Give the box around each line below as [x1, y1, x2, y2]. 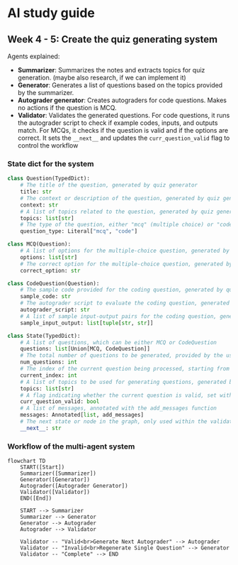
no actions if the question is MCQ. [17, 104, 117, 111]
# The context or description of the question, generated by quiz [20, 194, 220, 202]
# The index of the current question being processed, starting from [20, 366, 230, 373]
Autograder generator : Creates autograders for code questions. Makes [17, 96, 227, 104]
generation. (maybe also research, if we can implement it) [17, 73, 186, 82]
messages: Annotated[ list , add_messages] [20, 412, 144, 419]
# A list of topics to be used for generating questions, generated [20, 378, 227, 385]
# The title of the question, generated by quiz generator [20, 182, 198, 189]
